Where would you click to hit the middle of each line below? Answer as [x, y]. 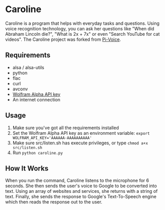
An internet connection [36, 99]
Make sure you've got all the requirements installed [66, 128]
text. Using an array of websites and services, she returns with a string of [81, 191]
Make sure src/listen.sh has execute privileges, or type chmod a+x [80, 143]
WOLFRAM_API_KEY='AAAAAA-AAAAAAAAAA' [52, 138]
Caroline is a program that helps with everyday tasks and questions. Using [82, 23]
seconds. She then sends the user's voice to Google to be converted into [81, 186]
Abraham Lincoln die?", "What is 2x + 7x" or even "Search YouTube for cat [82, 34]
